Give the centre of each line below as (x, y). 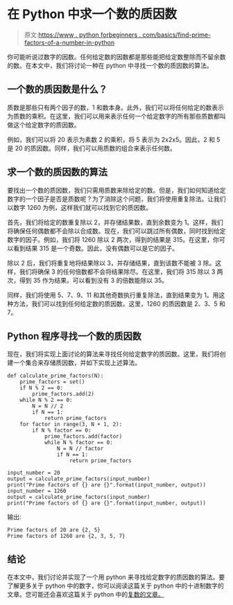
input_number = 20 (34, 473)
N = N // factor (80, 449)
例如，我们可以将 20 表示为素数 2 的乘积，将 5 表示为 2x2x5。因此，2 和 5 (114, 139)
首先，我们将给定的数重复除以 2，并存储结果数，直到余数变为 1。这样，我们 (115, 222)
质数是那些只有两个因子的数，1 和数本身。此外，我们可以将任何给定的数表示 (115, 107)
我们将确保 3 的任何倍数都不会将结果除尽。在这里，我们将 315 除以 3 (117, 272)
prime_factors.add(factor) (83, 437)
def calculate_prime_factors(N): (55, 376)
